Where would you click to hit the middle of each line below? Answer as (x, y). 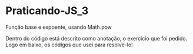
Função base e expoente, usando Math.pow (59, 27)
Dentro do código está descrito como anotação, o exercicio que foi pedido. (96, 38)
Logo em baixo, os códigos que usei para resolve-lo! (69, 45)
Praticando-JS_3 (47, 11)
